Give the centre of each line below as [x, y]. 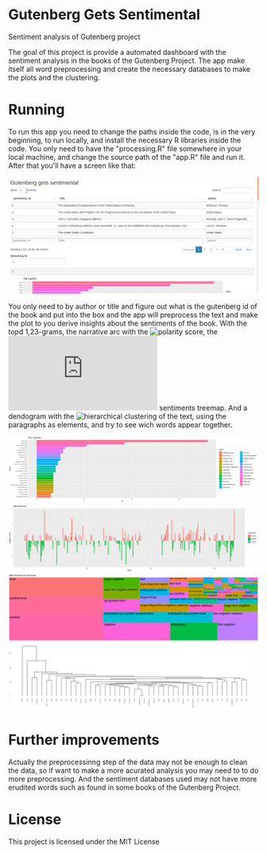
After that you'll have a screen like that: [72, 166]
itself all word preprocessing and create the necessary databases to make [130, 68]
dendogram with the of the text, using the [117, 416]
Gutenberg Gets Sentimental [104, 15]
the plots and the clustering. [54, 77]
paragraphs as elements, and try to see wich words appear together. [120, 424]
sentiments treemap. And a [203, 408]
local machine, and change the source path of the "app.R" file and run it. [127, 157]
